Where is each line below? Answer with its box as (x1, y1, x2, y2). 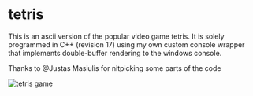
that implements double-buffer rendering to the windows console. (8, 48, 222, 57)
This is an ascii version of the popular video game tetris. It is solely (8, 31, 225, 41)
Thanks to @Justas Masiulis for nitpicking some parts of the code (8, 63, 221, 72)
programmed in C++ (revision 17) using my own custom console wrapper (8, 39, 245, 49)
